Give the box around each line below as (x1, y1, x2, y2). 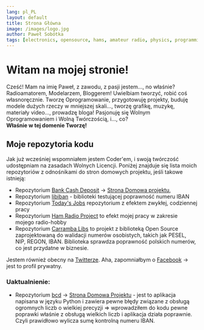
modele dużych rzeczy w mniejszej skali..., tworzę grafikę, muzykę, (6, 102, 175, 110)
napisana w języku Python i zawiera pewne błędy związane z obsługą (15, 298, 190, 305)
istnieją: (6, 174, 26, 182)
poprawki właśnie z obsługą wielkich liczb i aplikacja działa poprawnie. (15, 311, 192, 318)
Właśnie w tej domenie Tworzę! (6, 122, 87, 129)
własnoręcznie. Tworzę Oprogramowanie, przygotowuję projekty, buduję (6, 96, 188, 103)
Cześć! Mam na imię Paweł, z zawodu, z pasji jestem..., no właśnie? (6, 83, 175, 90)
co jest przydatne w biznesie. (15, 244, 89, 251)
